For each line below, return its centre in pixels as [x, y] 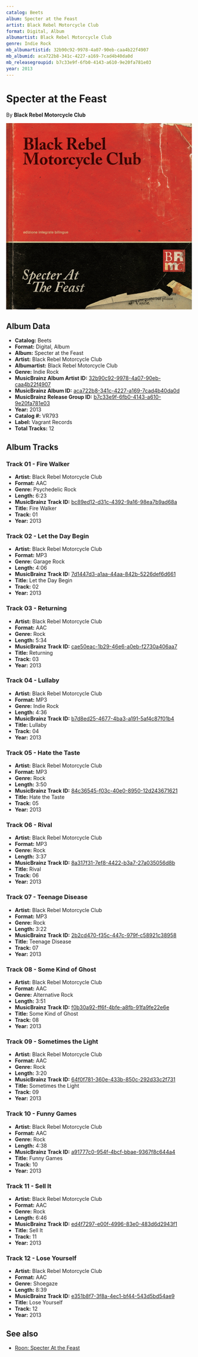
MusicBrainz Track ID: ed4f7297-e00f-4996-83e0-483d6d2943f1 [96, 1224]
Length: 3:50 [31, 784]
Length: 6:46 [31, 1217]
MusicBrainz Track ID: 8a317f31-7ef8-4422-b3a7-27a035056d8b [95, 863]
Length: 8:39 [31, 1290]
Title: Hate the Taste [39, 797]
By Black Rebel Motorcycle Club [46, 115]
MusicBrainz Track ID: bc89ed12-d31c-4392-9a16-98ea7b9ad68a [96, 502]
